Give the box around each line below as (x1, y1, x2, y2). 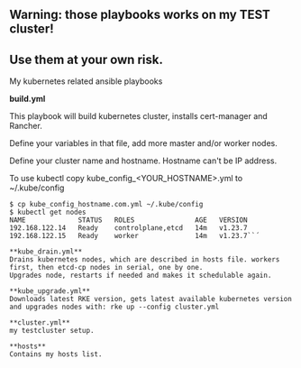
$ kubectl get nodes (9, 207, 87, 217)
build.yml (9, 94, 46, 105)
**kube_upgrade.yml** (9, 287, 91, 296)
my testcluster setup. (9, 327, 95, 336)
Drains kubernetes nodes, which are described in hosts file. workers (9, 255, 280, 264)
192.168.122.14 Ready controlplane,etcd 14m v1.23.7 (9, 224, 248, 233)
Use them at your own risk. (9, 51, 164, 67)
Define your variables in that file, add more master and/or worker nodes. (9, 138, 278, 149)
